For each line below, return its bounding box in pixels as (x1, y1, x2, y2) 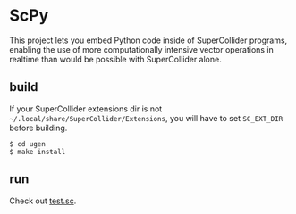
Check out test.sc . (9, 195, 77, 206)
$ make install (9, 147, 66, 156)
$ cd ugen (9, 139, 47, 148)
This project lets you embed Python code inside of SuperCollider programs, (9, 35, 288, 45)
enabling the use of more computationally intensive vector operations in (9, 44, 275, 54)
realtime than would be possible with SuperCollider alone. (9, 53, 222, 64)
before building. (9, 122, 68, 133)
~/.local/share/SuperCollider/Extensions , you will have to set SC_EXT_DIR (9, 112, 283, 123)
